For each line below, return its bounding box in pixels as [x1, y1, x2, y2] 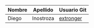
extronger [59, 15, 82, 21]
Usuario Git [59, 6, 86, 13]
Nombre [7, 6, 27, 13]
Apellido [33, 6, 53, 13]
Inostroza [32, 15, 54, 21]
